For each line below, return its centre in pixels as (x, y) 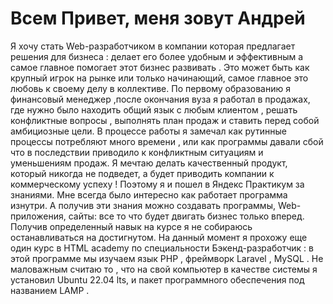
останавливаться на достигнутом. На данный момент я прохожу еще (159, 237)
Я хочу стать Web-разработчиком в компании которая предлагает (153, 46)
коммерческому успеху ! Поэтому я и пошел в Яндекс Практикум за (157, 184)
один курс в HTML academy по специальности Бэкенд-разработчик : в (162, 248)
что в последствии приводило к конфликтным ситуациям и (137, 152)
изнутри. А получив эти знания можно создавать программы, (143, 205)
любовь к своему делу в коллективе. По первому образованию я (150, 88)
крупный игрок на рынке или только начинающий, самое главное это (159, 78)
